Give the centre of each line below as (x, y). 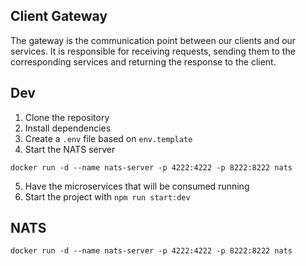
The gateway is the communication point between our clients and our (153, 40)
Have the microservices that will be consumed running (137, 186)
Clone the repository (67, 117)
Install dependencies (68, 128)
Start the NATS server (70, 149)
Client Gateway (59, 16)
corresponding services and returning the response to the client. (143, 61)
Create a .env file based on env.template (108, 138)
